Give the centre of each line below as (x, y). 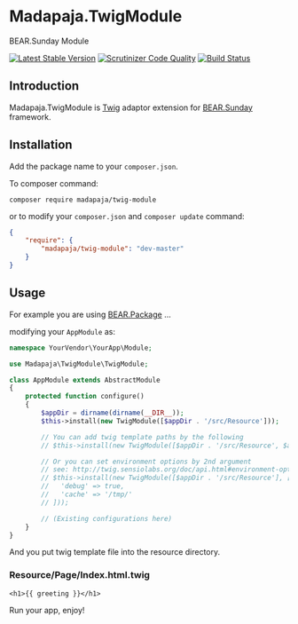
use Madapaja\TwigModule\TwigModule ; (79, 364)
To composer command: (54, 183)
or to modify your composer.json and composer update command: (127, 216)
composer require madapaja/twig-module (83, 200)
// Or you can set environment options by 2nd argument (146, 462)
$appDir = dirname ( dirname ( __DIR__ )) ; (113, 413)
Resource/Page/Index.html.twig (80, 575)
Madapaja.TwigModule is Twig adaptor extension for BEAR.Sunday (131, 107)
